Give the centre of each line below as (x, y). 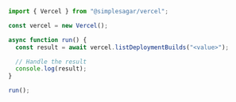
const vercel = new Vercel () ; (58, 25)
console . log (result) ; (51, 69)
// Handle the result (51, 62)
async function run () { (48, 40)
